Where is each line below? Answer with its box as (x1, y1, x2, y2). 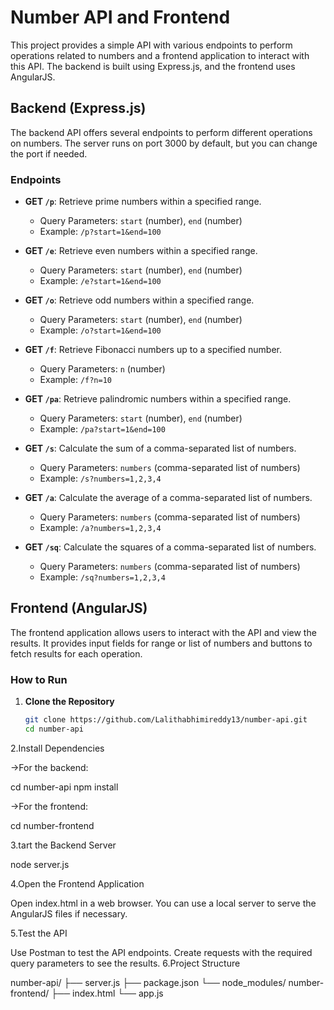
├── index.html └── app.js (51, 987, 164, 999)
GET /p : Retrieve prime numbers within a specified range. (24, 196, 262, 208)
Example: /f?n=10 (39, 374, 112, 386)
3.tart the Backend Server (10, 839, 117, 851)
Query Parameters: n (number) (39, 363, 166, 375)
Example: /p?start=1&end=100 (39, 226, 162, 238)
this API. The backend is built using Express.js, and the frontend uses (10, 60, 296, 72)
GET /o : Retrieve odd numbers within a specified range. (24, 294, 255, 306)
